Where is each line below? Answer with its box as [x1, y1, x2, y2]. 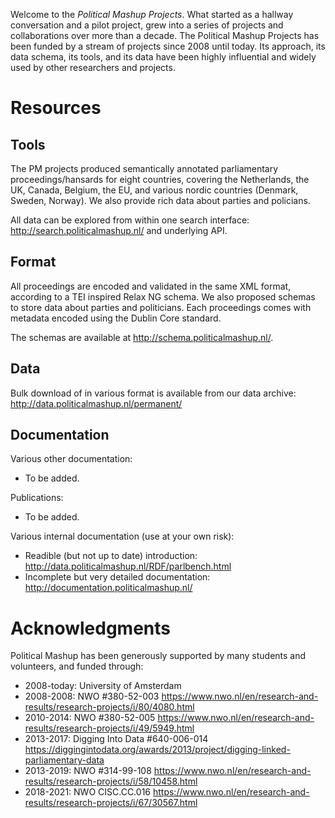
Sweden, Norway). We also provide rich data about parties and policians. [10, 195, 311, 206]
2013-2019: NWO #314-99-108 [24, 765, 152, 777]
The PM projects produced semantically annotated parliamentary [10, 163, 279, 174]
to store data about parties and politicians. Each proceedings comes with [10, 301, 312, 313]
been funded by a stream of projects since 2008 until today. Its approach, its [10, 40, 326, 52]
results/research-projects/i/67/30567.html [24, 797, 198, 809]
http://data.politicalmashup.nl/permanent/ [10, 397, 183, 409]
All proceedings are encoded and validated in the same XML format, [10, 280, 292, 292]
